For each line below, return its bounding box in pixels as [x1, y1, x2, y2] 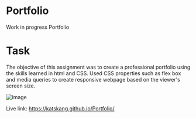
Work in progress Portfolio [6, 23, 70, 31]
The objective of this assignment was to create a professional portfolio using [6, 63, 191, 70]
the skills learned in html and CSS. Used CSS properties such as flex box [6, 69, 181, 77]
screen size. [6, 82, 36, 89]
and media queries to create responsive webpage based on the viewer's [6, 76, 180, 83]
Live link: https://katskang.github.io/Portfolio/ [6, 104, 115, 112]
